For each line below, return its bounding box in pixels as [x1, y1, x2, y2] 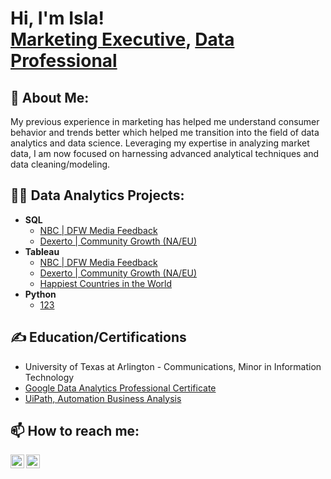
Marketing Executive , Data [10, 28, 235, 51]
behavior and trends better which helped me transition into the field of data [10, 127, 320, 138]
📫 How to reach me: [10, 423, 140, 440]
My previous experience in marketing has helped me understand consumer [10, 116, 320, 127]
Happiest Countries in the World [39, 277, 172, 289]
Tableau [24, 245, 60, 257]
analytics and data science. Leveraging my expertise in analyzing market [10, 137, 310, 149]
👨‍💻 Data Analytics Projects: [10, 187, 185, 204]
